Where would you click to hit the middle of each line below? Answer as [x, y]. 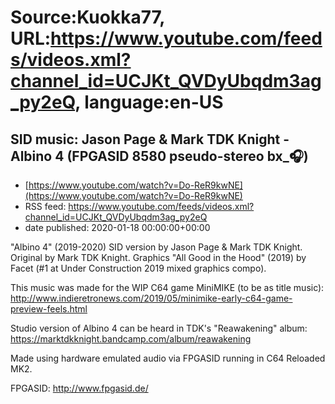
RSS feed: [45, 206]
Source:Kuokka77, [87, 17]
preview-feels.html [49, 309]
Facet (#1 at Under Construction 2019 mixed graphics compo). [138, 268]
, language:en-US [149, 102]
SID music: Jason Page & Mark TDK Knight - [150, 139]
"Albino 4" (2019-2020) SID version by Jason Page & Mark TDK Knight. [156, 247]
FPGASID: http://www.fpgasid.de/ [79, 388]
